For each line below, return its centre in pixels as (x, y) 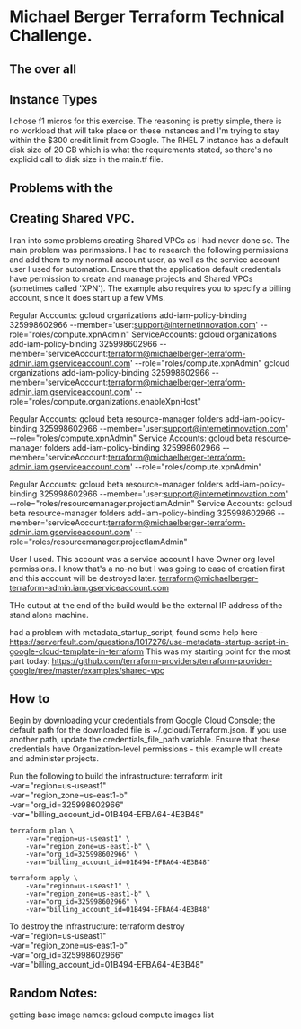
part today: (30, 660)
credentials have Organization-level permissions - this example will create (146, 749)
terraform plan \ (42, 831)
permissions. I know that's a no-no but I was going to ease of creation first (147, 569)
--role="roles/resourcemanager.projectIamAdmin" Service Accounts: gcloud (151, 503)
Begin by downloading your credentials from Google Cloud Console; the (142, 720)
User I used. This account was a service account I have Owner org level (142, 559)
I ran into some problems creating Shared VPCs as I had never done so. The (150, 240)
